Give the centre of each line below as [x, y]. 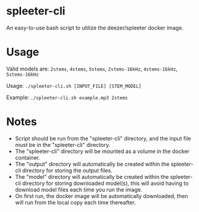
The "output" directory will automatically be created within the [92, 164]
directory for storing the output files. [67, 170]
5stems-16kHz [23, 74]
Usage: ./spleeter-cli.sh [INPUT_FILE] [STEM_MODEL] [74, 86]
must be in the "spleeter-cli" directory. [62, 145]
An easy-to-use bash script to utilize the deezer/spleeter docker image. [95, 28]
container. [27, 157]
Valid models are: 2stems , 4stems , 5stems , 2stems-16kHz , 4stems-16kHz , [92, 69]
